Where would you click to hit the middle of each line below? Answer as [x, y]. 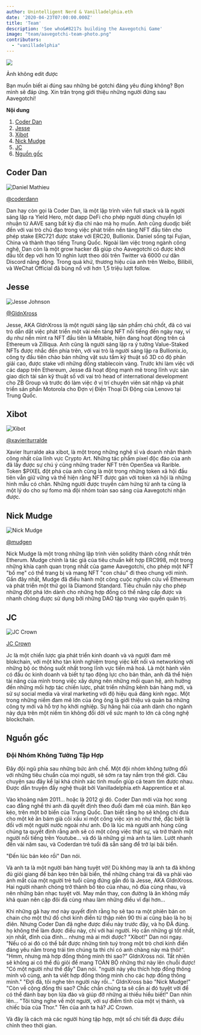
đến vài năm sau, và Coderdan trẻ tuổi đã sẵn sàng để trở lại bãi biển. [92, 844]
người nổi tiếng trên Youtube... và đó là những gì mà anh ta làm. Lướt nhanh [99, 837]
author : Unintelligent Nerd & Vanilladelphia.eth [70, 12]
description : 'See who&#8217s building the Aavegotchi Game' [85, 29]
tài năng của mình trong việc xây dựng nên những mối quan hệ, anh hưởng [99, 681]
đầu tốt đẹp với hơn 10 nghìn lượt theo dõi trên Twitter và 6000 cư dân [93, 255]
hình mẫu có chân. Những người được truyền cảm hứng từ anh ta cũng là [96, 484]
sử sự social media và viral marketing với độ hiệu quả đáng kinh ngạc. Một [98, 693]
